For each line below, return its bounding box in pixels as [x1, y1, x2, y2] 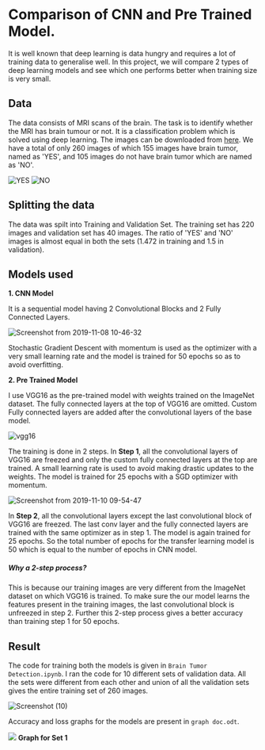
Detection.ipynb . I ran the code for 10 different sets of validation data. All [8, 669, 247, 679]
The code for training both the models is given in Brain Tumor [8, 660, 208, 671]
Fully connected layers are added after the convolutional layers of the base [8, 408, 252, 417]
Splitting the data [8, 198, 95, 212]
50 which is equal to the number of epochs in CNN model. [8, 545, 198, 554]
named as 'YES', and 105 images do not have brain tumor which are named [8, 151, 252, 161]
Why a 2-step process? [8, 563, 87, 572]
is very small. [8, 74, 51, 83]
